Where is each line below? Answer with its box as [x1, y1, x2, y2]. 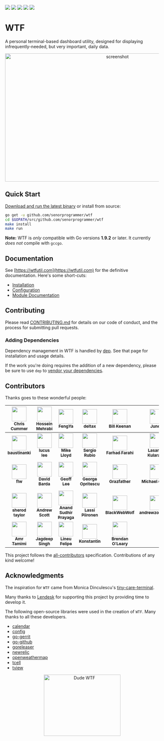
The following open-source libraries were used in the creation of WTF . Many [5, 608, 156, 615]
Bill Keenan [108, 423, 131, 429]
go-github [12, 638, 33, 644]
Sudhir [59, 510, 73, 515]
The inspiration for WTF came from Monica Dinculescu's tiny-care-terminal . [5, 584, 155, 590]
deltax [83, 423, 96, 429]
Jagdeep [36, 536, 53, 541]
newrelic [12, 649, 30, 655]
